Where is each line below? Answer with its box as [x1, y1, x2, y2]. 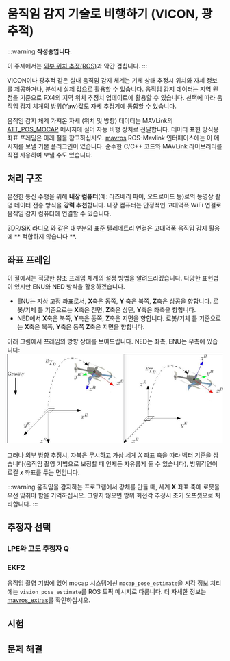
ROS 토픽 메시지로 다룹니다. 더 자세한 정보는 [88, 588, 207, 596]
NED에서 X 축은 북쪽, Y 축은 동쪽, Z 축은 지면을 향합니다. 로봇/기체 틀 [16, 314, 198, 322]
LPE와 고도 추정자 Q [7, 543, 70, 553]
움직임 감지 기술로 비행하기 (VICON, [7, 6, 199, 22]
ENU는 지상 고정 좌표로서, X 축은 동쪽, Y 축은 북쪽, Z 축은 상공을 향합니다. [16, 297, 212, 305]
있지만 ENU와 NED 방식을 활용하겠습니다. [14, 282, 125, 291]
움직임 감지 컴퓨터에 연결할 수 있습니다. [7, 209, 112, 218]
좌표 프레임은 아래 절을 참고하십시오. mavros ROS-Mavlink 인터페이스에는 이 [7, 133, 213, 142]
